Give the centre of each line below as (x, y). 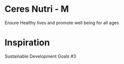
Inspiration (27, 43)
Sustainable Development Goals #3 (41, 56)
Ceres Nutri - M (37, 9)
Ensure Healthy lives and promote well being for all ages (62, 23)
